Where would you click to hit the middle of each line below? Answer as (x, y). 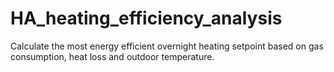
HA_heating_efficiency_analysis (146, 18)
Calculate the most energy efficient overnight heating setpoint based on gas (167, 46)
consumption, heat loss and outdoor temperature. (112, 56)
